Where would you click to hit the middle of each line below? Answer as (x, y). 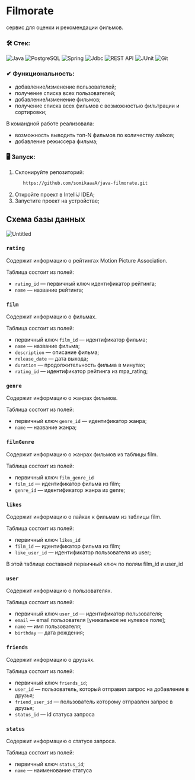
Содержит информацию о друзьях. (50, 659)
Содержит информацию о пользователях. (59, 591)
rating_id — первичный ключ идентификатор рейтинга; (85, 283)
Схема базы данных (46, 220)
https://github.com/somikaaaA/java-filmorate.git (85, 183)
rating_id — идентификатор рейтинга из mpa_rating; (81, 371)
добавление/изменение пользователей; (65, 87)
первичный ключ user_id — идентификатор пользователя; (89, 614)
